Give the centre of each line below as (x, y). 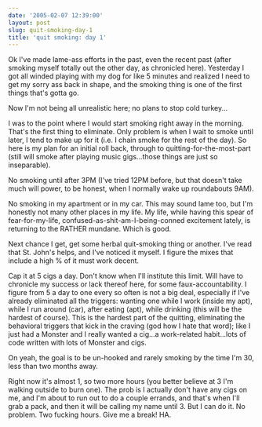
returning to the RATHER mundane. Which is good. (90, 229)
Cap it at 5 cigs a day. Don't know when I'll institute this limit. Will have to (126, 276)
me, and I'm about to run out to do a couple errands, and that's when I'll (124, 398)
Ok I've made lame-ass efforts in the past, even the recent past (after (120, 60)
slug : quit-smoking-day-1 (50, 30)
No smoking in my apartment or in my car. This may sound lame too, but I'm (131, 204)
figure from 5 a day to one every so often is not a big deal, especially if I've (129, 293)
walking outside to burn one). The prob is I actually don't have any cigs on (128, 390)
